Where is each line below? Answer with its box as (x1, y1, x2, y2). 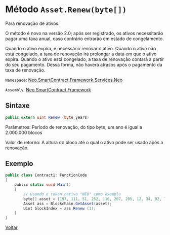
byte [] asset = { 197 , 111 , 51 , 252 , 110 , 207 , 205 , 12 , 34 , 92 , (23, 196, 162, 202)
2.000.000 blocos (5, 129, 42, 136)
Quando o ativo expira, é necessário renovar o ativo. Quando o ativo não (5, 45, 156, 51)
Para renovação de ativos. (5, 20, 60, 26)
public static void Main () (14, 182, 71, 187)
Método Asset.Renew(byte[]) (5, 4, 127, 15)
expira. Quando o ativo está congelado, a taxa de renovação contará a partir (5, 56, 164, 62)
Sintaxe (5, 102, 30, 110)
